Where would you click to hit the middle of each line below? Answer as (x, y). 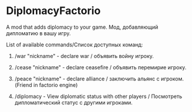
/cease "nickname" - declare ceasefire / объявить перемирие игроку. (100, 67)
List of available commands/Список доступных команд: (75, 45)
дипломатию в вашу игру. (38, 33)
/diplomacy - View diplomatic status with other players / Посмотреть (98, 96)
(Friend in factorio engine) (46, 85)
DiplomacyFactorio (53, 11)
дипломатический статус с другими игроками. (74, 102)
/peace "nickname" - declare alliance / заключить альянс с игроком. (99, 79)
